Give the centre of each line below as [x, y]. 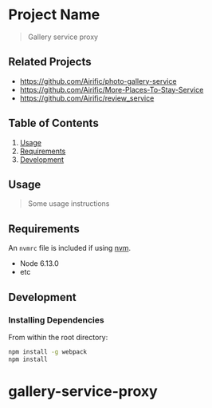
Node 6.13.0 [39, 263]
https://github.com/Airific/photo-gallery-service [98, 81]
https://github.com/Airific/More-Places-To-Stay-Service [112, 89]
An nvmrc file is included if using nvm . [70, 248]
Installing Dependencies [57, 319]
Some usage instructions [69, 204]
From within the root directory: [58, 337]
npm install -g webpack [48, 352]
